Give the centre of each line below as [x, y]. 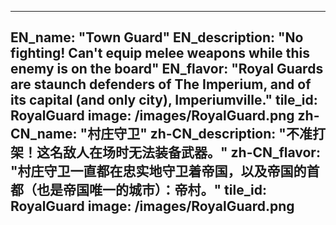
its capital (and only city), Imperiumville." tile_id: [164, 100]
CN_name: [44, 134]
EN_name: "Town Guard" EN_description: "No [157, 37]
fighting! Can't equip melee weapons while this [160, 53]
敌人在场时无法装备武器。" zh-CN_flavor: [191, 152]
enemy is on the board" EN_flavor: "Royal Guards [167, 69]
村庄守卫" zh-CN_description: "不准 [200, 134]
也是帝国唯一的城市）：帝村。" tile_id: [151, 190]
